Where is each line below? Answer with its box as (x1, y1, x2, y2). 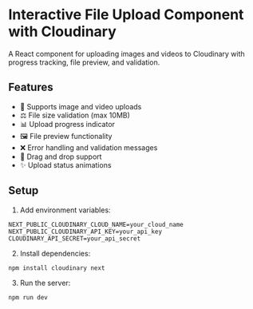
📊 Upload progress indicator (19, 119, 116, 129)
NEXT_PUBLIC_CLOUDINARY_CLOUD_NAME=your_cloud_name (8, 220, 184, 228)
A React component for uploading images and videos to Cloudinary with (8, 49, 245, 58)
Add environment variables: (19, 205, 111, 215)
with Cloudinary (8, 22, 117, 41)
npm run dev (8, 294, 48, 302)
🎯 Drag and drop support (19, 152, 102, 161)
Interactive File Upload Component (8, 6, 244, 24)
